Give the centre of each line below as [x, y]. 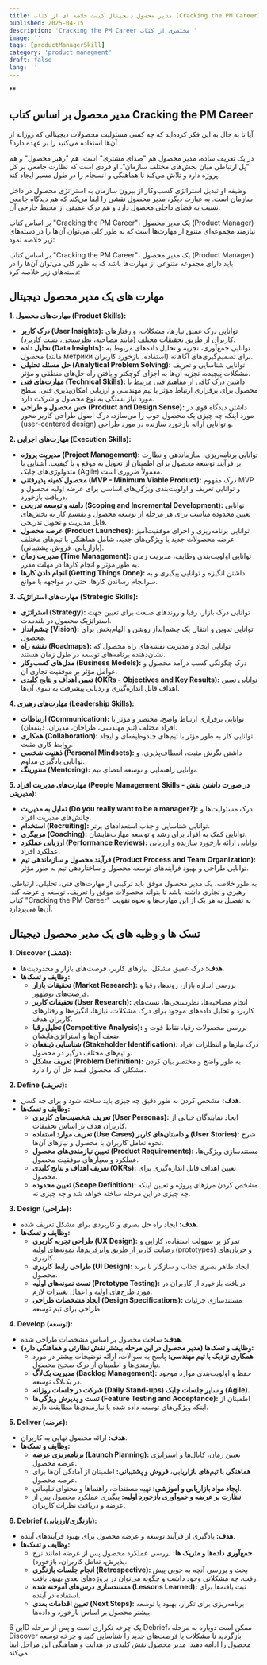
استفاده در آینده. [56, 1595]
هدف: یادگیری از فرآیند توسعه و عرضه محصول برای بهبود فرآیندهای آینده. [128, 1536]
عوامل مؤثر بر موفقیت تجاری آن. [69, 672]
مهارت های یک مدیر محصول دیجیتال [87, 296]
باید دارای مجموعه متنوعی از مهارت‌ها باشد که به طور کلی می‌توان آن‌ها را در [121, 263]
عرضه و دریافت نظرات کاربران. [79, 1505]
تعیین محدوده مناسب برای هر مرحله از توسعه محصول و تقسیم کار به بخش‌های [136, 514]
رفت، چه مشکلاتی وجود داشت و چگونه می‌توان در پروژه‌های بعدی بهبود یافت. [145, 1578]
